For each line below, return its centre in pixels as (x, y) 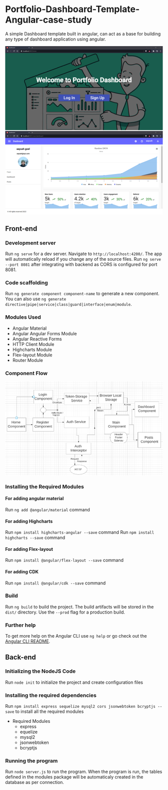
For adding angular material (34, 499)
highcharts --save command (35, 538)
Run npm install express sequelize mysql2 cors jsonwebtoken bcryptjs (80, 706)
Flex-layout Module (32, 355)
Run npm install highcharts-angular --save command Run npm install (80, 532)
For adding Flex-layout (29, 549)
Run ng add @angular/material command (47, 509)
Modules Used (23, 317)
